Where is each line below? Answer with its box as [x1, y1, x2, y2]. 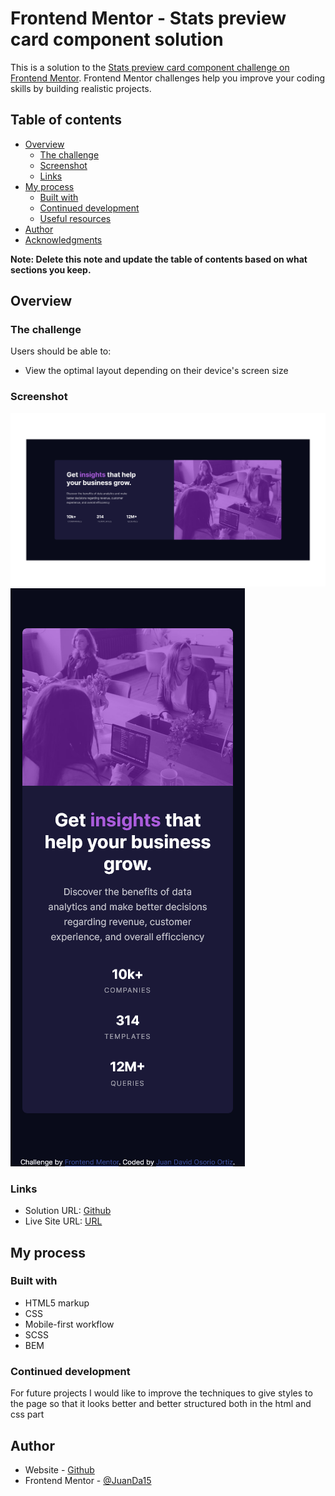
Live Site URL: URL [24, 1215, 103, 1227]
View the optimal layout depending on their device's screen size [24, 365, 289, 377]
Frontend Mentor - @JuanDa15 [24, 1474, 152, 1486]
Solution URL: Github [24, 1205, 112, 1217]
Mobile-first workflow [24, 1318, 115, 1330]
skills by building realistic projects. [10, 82, 152, 94]
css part [10, 1408, 45, 1421]
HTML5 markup [24, 1297, 90, 1309]
